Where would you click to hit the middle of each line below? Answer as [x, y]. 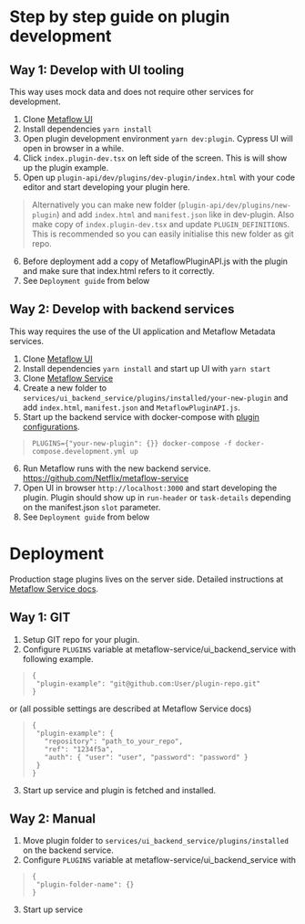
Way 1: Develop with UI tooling [97, 70]
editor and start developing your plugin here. [106, 187]
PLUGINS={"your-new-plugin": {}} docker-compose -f [132, 443]
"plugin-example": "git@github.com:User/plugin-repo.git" [148, 683]
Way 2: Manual [53, 819]
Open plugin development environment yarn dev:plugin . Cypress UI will [158, 138]
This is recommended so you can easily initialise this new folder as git [163, 234]
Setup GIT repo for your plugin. [81, 639]
